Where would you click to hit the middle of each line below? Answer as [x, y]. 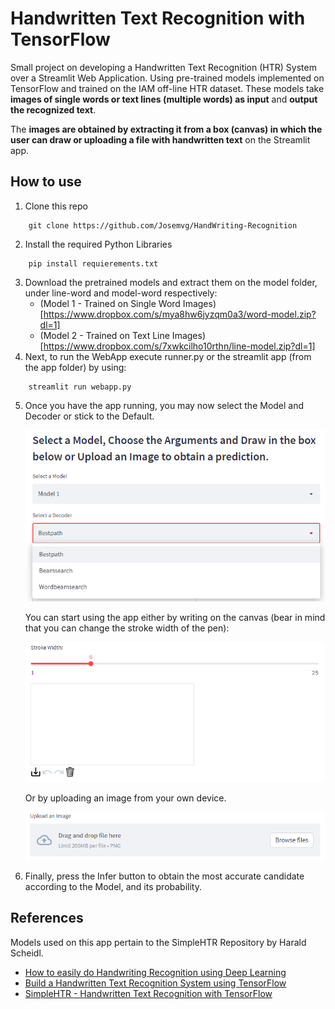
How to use [46, 182]
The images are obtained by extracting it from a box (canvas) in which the [166, 129]
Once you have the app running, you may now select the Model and [164, 405]
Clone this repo [56, 206]
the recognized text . [53, 109]
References [47, 918]
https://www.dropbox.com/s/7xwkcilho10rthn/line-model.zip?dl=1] [179, 346]
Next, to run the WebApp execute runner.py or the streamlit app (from [168, 356]
